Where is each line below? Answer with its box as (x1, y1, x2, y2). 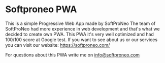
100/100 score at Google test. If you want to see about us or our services (5, 37, 158, 43)
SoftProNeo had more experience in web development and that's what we (5, 25, 160, 31)
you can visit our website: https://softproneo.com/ (5, 42, 110, 48)
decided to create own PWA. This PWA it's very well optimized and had (5, 31, 154, 37)
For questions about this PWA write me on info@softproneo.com (5, 52, 140, 58)
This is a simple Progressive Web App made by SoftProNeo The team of (5, 20, 156, 26)
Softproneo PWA (5, 4, 77, 15)
